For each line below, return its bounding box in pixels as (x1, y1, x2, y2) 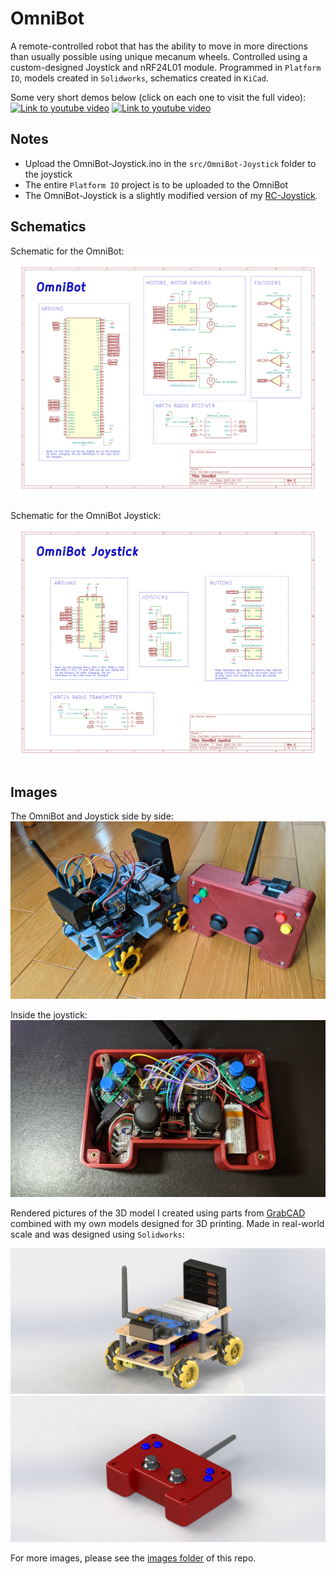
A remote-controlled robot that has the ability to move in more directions (10, 40, 308, 52)
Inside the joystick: (10, 1008, 88, 1021)
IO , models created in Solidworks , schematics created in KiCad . (10, 72, 269, 84)
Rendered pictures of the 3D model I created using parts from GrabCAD (10, 1207, 306, 1219)
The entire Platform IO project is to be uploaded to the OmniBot (24, 178, 289, 191)
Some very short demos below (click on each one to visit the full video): (10, 91, 307, 103)
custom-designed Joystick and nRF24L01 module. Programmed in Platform (10, 61, 322, 73)
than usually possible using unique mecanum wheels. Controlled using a (10, 50, 308, 62)
